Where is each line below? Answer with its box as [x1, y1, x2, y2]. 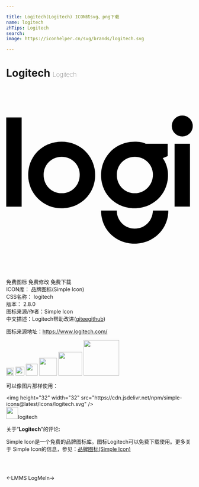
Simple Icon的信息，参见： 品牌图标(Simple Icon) [12, 446, 131, 453]
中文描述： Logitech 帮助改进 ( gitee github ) [6, 315, 105, 322]
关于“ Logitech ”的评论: [6, 425, 60, 433]
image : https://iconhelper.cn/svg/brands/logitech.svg [6, 36, 145, 42]
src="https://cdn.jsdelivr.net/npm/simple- [81, 394, 182, 401]
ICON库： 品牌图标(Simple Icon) [6, 286, 85, 293]
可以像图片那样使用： [6, 382, 58, 389]
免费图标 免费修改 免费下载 [6, 279, 72, 286]
